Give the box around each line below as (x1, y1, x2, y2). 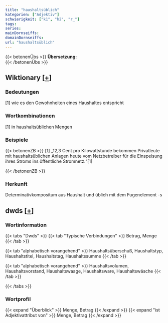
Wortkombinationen (5, 112, 55, 119)
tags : (5, 21, 17, 27)
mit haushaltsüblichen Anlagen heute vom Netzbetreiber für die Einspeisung (5, 153, 163, 159)
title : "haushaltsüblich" (5, 7, 59, 13)
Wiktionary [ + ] (5, 74, 52, 82)
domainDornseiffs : (5, 36, 44, 41)
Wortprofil (5, 295, 31, 302)
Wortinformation (5, 221, 47, 228)
